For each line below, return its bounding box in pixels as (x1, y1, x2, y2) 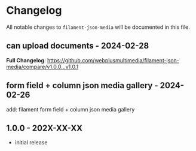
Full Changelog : (6, 56, 46, 64)
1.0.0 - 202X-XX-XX (6, 123, 82, 133)
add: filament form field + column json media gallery (6, 105, 135, 113)
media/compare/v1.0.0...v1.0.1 (6, 63, 79, 70)
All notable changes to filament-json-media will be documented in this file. (6, 23, 190, 31)
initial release (14, 139, 48, 146)
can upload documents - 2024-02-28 (6, 41, 149, 51)
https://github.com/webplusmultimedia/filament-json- (47, 56, 179, 64)
